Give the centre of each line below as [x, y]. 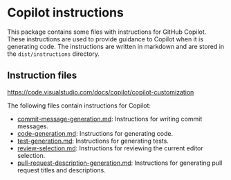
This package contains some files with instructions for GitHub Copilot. [107, 32]
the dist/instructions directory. [54, 54]
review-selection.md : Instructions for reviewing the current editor [110, 148]
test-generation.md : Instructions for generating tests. [93, 141]
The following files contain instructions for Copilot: [79, 106]
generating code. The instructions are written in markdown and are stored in [116, 46]
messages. [33, 126]
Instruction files [42, 76]
